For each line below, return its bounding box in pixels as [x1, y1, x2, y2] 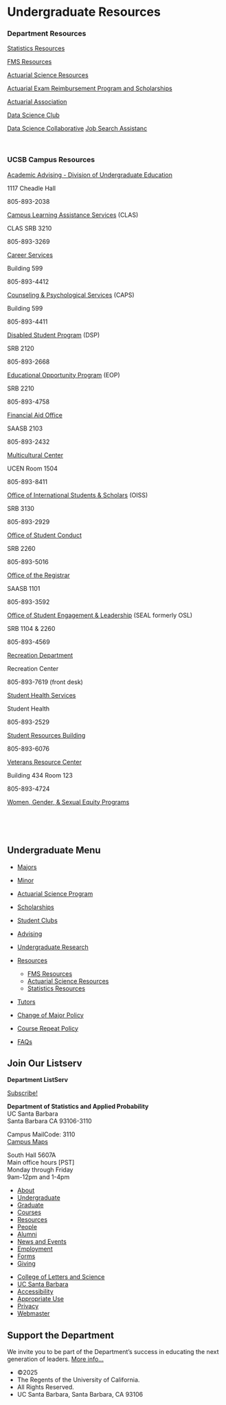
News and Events [16, 1238, 67, 1246]
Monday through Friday [7, 1165, 74, 1174]
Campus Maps [7, 1138, 48, 1146]
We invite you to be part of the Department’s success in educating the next [7, 1348, 219, 1356]
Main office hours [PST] [7, 1158, 75, 1167]
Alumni [16, 1230, 38, 1238]
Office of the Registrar [7, 571, 70, 579]
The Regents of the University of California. [16, 1375, 140, 1384]
